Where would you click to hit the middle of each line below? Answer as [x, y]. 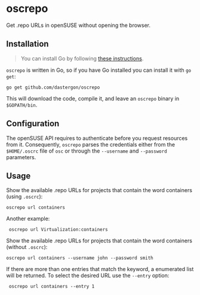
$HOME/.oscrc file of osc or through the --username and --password [87, 151]
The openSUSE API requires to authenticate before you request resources [97, 138]
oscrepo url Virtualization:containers [59, 230]
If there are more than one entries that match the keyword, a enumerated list [100, 269]
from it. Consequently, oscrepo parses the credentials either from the [90, 144]
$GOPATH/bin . [22, 105]
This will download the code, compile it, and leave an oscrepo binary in [93, 98]
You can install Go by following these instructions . [82, 58]
